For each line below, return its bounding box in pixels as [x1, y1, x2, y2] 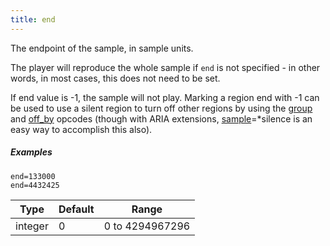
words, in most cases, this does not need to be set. [10, 72, 221, 84]
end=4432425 [10, 180, 60, 190]
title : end [10, 14, 56, 25]
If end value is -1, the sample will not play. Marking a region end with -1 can [10, 91, 320, 103]
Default [58, 202, 95, 216]
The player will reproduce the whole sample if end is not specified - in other [10, 61, 321, 73]
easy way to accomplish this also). [10, 123, 153, 135]
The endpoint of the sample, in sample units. [10, 42, 194, 54]
